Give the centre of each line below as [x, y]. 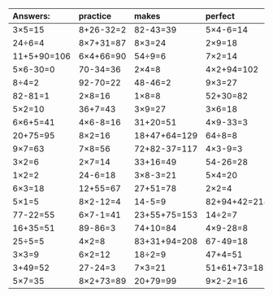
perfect [221, 16]
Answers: [31, 16]
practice [95, 16]
